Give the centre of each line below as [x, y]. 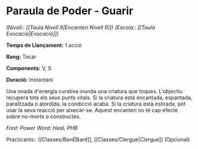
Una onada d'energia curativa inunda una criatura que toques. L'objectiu [94, 91]
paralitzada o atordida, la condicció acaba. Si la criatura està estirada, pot [96, 104]
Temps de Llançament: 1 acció [44, 45]
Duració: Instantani [30, 80]
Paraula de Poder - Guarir [70, 11]
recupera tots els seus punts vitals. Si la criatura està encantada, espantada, [99, 97]
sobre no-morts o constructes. [44, 116]
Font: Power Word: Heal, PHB [42, 128]
